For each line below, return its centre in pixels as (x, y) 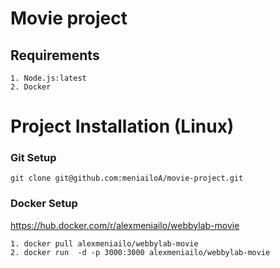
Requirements (55, 55)
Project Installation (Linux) (122, 126)
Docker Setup (44, 204)
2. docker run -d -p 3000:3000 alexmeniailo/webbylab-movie (140, 252)
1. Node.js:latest (48, 78)
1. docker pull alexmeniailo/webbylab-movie (104, 243)
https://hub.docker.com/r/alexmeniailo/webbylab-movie (125, 225)
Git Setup (33, 158)
